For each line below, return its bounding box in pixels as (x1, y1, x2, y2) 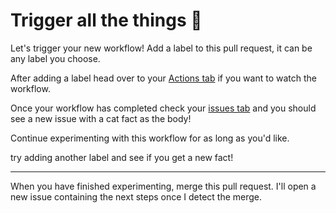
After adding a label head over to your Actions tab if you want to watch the (10, 72, 317, 84)
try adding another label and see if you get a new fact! (10, 151, 234, 163)
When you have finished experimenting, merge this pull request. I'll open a (10, 180, 317, 192)
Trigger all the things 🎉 (10, 9, 203, 32)
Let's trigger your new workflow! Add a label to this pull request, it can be (10, 42, 313, 54)
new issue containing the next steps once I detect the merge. (10, 190, 263, 203)
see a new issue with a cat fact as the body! (10, 112, 192, 124)
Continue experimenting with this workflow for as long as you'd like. (10, 132, 290, 144)
